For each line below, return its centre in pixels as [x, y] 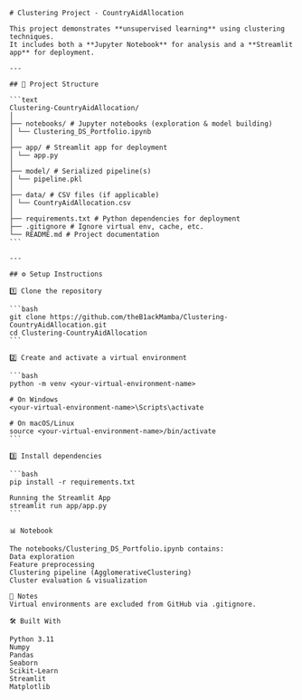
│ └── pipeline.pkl [46, 179]
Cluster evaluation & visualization [78, 581]
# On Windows [34, 400]
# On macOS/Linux [42, 423]
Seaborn [24, 663]
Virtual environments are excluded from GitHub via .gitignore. [133, 604]
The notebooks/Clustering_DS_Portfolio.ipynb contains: [117, 549]
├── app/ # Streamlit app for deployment [89, 147]
